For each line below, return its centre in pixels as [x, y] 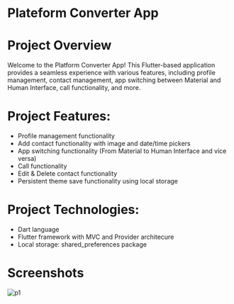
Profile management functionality [66, 136]
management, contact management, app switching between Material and [114, 80]
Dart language [38, 229]
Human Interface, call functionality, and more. [74, 88]
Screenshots [46, 273]
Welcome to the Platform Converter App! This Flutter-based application [111, 65]
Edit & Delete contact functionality [67, 174]
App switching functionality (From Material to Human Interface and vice [122, 151]
